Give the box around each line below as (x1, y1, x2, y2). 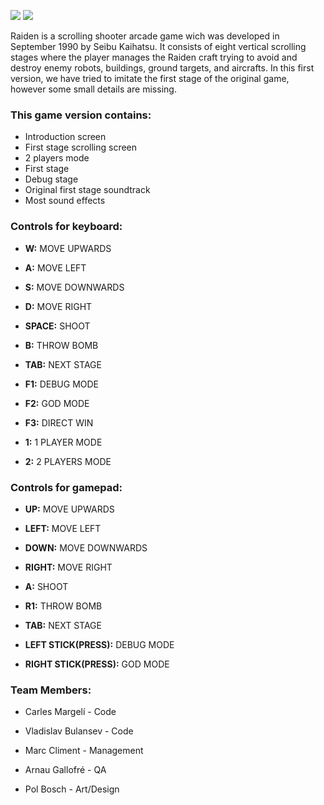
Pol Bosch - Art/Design (24, 783, 120, 795)
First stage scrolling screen (24, 141, 138, 154)
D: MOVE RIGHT (24, 300, 93, 312)
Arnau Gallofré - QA (24, 764, 107, 776)
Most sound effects (24, 195, 106, 207)
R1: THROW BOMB (24, 600, 103, 612)
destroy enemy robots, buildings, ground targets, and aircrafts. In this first (10, 62, 315, 74)
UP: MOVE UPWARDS (24, 503, 115, 515)
